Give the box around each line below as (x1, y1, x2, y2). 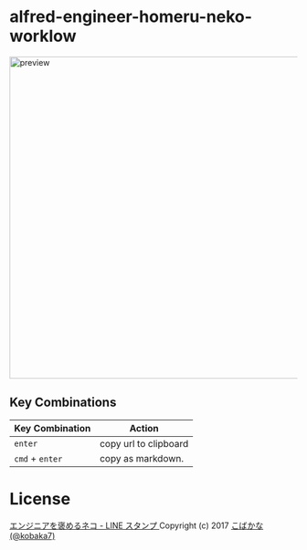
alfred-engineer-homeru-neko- (9, 6, 253, 27)
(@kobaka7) (9, 530, 56, 541)
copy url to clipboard (99, 437, 189, 450)
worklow (9, 26, 77, 47)
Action (129, 421, 159, 434)
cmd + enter (14, 451, 63, 464)
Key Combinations (9, 395, 117, 410)
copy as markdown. (99, 451, 185, 464)
